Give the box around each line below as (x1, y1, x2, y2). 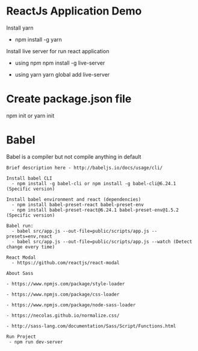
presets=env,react (6, 233, 52, 239)
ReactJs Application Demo (6, 4, 142, 18)
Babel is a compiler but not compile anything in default (6, 153, 141, 160)
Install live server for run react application (6, 47, 110, 55)
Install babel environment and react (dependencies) (6, 196, 141, 203)
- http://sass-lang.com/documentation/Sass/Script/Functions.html (6, 323, 176, 329)
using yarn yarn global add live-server (14, 71, 110, 78)
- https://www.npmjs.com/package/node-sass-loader (6, 302, 136, 308)
